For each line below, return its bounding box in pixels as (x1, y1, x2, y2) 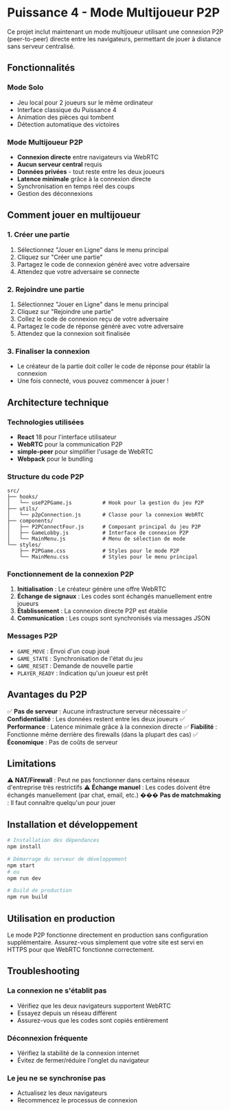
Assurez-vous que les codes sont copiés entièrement (16, 1016, 169, 1024)
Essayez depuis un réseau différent (16, 1008, 117, 1017)
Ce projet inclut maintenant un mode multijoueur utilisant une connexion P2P (7, 27, 224, 36)
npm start (7, 862, 36, 869)
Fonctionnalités (7, 62, 76, 73)
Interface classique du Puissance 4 (16, 105, 117, 114)
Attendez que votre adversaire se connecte (16, 267, 139, 275)
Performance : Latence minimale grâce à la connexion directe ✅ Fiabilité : (7, 723, 218, 731)
